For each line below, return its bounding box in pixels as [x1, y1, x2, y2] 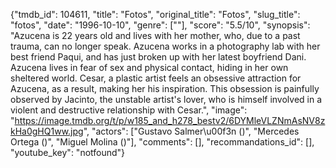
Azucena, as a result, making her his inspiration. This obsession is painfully [10, 83, 320, 94]
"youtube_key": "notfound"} [10, 147, 126, 158]
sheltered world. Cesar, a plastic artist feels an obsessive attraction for [10, 72, 302, 84]
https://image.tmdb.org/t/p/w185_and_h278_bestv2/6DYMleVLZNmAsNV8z [14, 115, 326, 126]
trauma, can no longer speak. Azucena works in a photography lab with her [10, 40, 321, 52]
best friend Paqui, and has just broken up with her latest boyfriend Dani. [10, 51, 307, 63]
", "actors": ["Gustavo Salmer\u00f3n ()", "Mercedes [83, 125, 300, 137]
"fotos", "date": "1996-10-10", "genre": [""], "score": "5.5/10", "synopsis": [10, 19, 311, 31]
